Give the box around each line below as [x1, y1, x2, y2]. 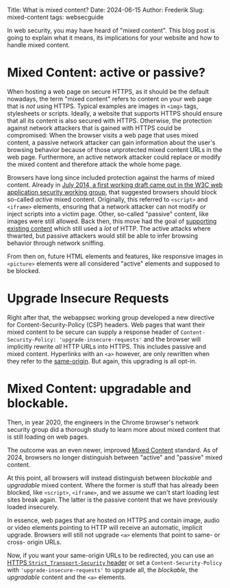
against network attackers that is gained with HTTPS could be [7, 123, 181, 132]
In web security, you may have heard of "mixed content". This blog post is [7, 27, 216, 34]
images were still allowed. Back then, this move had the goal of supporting [7, 217, 217, 225]
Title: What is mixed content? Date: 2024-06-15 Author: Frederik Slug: [7, 6, 205, 14]
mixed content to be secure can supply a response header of [7, 328, 179, 336]
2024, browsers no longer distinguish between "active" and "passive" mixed [7, 453, 222, 461]
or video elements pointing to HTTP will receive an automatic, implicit [7, 523, 203, 531]
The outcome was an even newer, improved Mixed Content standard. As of [7, 446, 218, 454]
